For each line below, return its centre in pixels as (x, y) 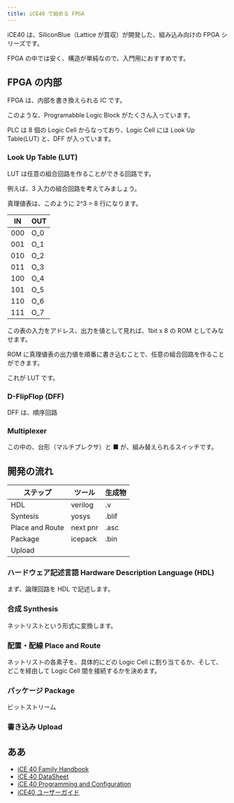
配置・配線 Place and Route (54, 646)
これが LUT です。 (33, 378)
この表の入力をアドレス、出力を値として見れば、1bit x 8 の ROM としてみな (116, 330)
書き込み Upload (35, 727)
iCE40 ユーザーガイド (49, 793)
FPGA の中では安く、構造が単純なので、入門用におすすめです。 (98, 58)
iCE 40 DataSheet (43, 776)
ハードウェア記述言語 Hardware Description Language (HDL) (111, 573)
